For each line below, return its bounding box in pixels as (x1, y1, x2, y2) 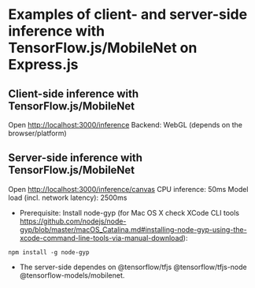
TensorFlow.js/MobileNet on (8, 39, 198, 57)
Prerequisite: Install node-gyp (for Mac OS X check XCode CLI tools (19, 208, 240, 217)
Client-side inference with (8, 87, 139, 100)
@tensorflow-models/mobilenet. (19, 270, 125, 280)
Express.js (8, 56, 79, 74)
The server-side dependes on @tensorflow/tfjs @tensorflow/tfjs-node (19, 262, 247, 271)
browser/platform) (8, 128, 67, 138)
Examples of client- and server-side (8, 6, 248, 24)
